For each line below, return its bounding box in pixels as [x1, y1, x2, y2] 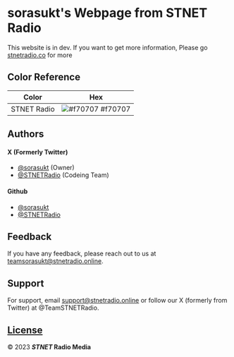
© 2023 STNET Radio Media [7, 342, 92, 351]
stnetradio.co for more [7, 51, 73, 59]
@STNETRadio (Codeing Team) [17, 171, 109, 179]
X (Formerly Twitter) [7, 147, 68, 156]
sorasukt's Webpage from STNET [7, 5, 208, 21]
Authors [7, 128, 44, 140]
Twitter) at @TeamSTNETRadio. [7, 303, 99, 312]
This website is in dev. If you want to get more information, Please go [7, 43, 208, 52]
